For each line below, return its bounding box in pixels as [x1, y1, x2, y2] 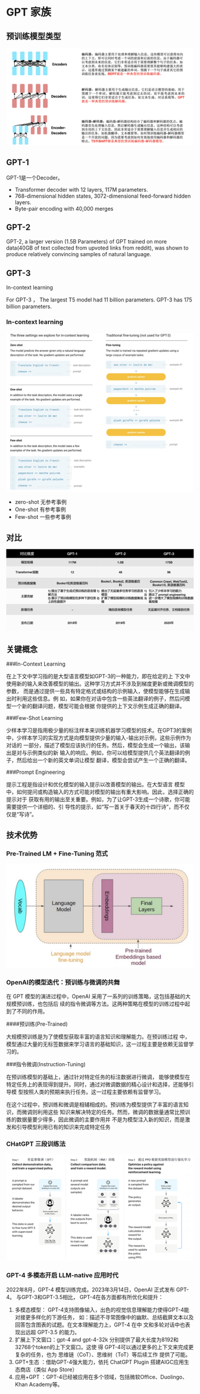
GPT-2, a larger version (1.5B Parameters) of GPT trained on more [6, 238, 167, 245]
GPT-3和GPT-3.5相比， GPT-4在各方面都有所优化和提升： [21, 1293, 164, 1300]
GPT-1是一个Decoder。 [6, 174, 64, 181]
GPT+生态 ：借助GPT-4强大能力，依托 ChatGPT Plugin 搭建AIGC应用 [14, 1358, 185, 1365]
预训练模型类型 [6, 31, 61, 41]
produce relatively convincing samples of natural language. [6, 251, 152, 258]
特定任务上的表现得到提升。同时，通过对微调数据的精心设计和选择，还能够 [6, 1081, 189, 1088]
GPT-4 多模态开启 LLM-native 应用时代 [6, 1271, 119, 1279]
